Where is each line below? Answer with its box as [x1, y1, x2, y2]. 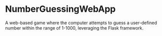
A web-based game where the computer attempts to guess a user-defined [5, 20, 157, 26]
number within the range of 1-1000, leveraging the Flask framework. [5, 25, 144, 31]
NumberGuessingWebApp [5, 3, 116, 15]
